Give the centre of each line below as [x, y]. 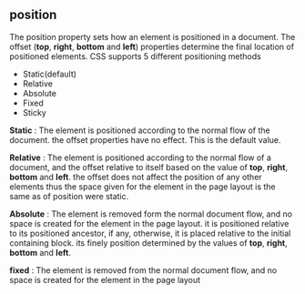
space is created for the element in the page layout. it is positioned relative [149, 223]
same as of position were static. [69, 196]
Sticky [35, 112]
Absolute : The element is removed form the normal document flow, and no [151, 214]
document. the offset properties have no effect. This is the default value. [145, 139]
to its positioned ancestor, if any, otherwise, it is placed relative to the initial [150, 233]
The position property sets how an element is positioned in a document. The [152, 36]
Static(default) [50, 74]
